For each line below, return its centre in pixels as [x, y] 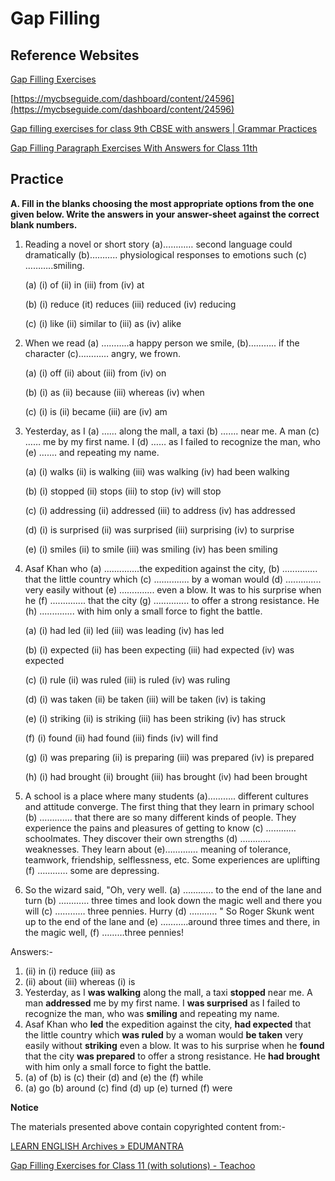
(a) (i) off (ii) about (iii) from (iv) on [95, 373]
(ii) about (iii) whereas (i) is [80, 981]
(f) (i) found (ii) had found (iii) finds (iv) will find [121, 738]
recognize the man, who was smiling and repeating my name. [152, 1013]
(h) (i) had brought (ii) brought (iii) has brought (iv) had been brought [166, 776]
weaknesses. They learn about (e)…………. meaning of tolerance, [158, 849]
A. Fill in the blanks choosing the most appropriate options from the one [162, 203]
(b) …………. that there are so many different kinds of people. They [160, 817]
